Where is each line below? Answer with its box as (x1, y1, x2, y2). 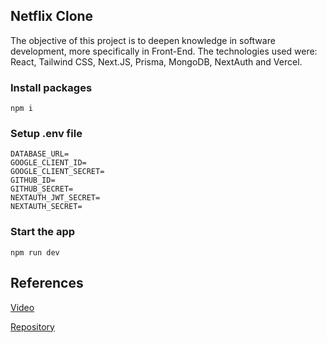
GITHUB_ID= (10, 175, 56, 186)
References (10, 275, 84, 292)
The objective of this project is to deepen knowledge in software (10, 34, 276, 46)
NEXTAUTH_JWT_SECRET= (10, 193, 101, 203)
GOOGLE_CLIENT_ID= (10, 158, 87, 168)
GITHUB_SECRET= (10, 184, 74, 194)
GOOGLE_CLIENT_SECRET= (10, 167, 105, 177)
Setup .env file (10, 127, 83, 141)
